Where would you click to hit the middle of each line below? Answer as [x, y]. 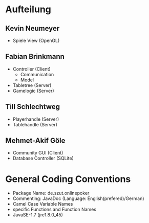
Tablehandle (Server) [35, 124]
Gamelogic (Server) [34, 91]
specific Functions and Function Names [54, 209]
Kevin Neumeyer [33, 28]
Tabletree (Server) [32, 85]
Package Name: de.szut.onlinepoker [51, 193]
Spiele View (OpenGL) [36, 40]
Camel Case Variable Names [43, 204]
